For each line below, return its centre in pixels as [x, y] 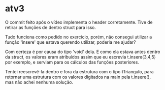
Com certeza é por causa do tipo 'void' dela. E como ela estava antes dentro [83, 52]
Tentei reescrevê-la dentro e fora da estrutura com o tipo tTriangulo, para [80, 71]
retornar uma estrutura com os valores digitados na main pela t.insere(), [78, 77]
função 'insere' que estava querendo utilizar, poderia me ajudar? [71, 42]
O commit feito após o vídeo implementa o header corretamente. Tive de [79, 22]
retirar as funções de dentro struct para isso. [50, 27]
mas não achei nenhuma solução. [39, 82]
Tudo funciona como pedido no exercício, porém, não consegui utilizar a [79, 37]
